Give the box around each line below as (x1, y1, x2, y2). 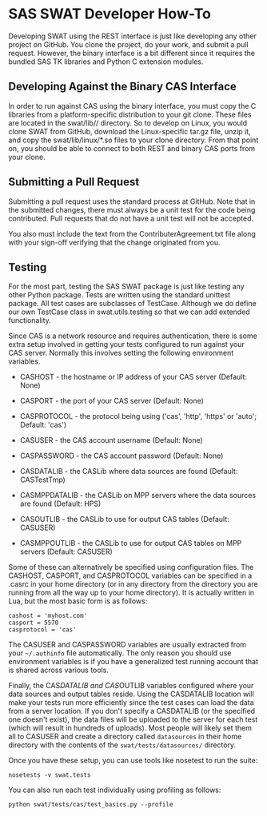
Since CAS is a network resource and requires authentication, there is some (8, 331, 257, 340)
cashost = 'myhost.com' (8, 612, 88, 620)
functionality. (8, 316, 52, 325)
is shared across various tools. (8, 665, 110, 675)
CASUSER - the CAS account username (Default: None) (19, 436, 204, 445)
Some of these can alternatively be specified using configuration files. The (8, 563, 254, 572)
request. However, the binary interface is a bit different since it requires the (8, 48, 256, 58)
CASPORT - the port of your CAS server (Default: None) (19, 396, 204, 406)
